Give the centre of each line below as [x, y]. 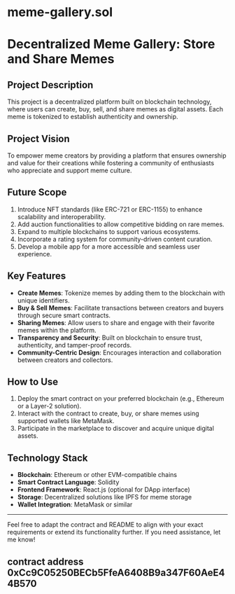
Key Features [37, 276]
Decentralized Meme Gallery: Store [111, 44]
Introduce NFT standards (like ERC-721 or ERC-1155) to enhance [110, 209]
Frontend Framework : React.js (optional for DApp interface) [104, 490]
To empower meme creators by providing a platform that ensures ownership [117, 156]
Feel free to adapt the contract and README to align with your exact [105, 525]
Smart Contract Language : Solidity [68, 482]
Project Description [50, 85]
